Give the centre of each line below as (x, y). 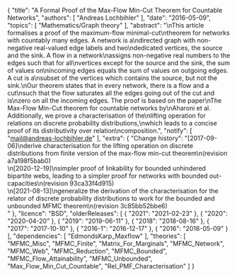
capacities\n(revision (38, 183)
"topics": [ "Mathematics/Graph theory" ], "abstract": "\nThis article (106, 25)
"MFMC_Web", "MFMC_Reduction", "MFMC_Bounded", (87, 251)
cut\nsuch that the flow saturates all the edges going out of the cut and (111, 93)
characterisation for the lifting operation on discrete (118, 146)
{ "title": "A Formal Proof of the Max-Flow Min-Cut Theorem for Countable (115, 10)
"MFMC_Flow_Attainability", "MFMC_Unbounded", (80, 259)
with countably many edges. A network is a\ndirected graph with (102, 40)
